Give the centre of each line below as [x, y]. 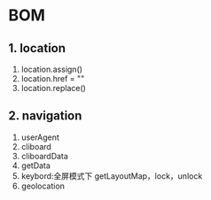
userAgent [40, 137]
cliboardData [44, 156]
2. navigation [45, 116]
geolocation [43, 186]
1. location [37, 48]
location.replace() [53, 88]
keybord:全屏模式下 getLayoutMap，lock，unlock [112, 176]
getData [35, 165]
